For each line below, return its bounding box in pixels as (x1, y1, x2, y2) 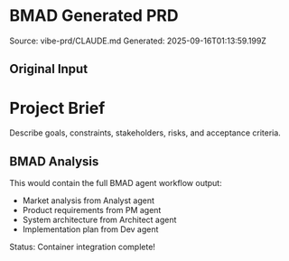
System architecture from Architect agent (22, 214, 177, 226)
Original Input (9, 61, 89, 77)
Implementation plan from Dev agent (22, 224, 159, 235)
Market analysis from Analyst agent (22, 195, 155, 206)
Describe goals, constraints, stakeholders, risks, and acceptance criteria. (9, 127, 282, 138)
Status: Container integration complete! (9, 241, 156, 253)
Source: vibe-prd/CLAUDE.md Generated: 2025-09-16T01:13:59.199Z (9, 35, 266, 46)
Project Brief (9, 98, 106, 118)
